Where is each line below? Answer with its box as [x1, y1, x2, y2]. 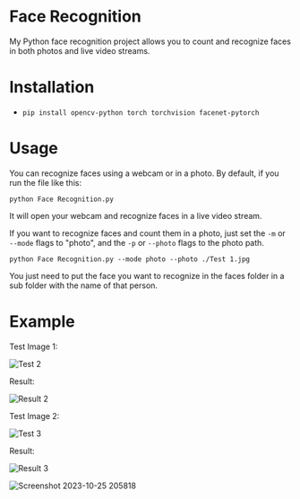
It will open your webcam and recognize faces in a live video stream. [9, 210, 262, 221]
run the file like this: [9, 177, 82, 188]
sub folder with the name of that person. [9, 280, 159, 291]
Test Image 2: [9, 410, 60, 421]
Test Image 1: [9, 341, 58, 352]
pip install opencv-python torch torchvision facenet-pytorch [21, 108, 260, 118]
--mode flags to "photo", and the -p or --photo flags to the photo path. [9, 237, 264, 248]
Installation [9, 77, 95, 98]
